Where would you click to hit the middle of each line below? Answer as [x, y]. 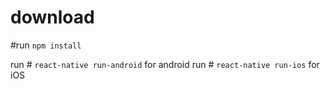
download [52, 17]
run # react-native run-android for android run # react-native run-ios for [165, 64]
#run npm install [46, 45]
